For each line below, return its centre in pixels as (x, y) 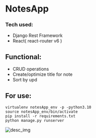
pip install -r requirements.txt (40, 116)
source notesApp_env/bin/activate (42, 112)
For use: (18, 96)
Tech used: (19, 25)
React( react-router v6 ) (37, 41)
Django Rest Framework (38, 35)
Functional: (23, 57)
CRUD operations (31, 69)
